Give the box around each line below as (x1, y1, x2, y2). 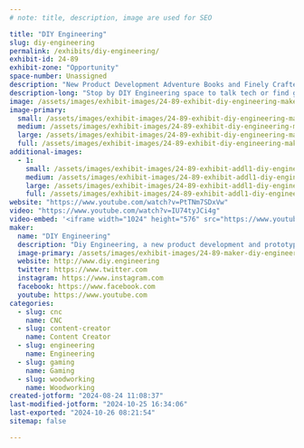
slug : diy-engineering (9, 38, 95, 47)
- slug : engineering (17, 341, 95, 350)
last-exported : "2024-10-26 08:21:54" (9, 408, 156, 417)
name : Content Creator (25, 332, 111, 342)
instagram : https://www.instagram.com (17, 273, 165, 283)
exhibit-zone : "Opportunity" (9, 63, 119, 72)
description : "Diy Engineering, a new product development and (17, 240, 261, 249)
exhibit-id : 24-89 (9, 55, 79, 64)
